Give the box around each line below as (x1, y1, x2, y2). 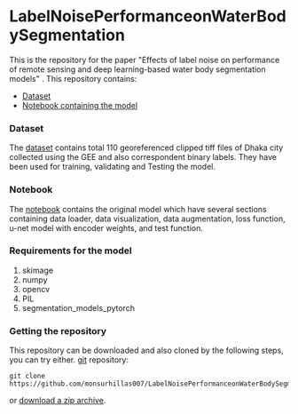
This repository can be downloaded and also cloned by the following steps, (9, 345, 284, 356)
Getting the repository (9, 324, 107, 337)
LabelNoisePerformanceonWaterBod (9, 6, 286, 27)
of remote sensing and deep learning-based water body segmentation (9, 64, 266, 75)
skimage (21, 265, 54, 275)
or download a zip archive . (9, 395, 106, 406)
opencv (21, 283, 51, 294)
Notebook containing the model (21, 100, 138, 110)
